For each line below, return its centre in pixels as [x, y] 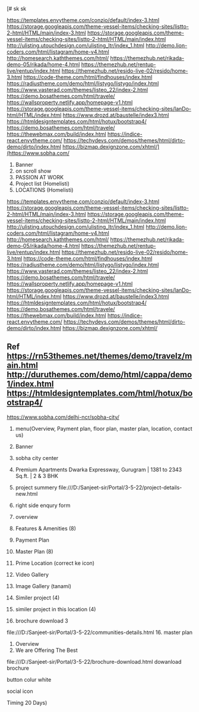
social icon [20, 691]
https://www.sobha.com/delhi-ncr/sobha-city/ [63, 417]
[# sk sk [16, 9]
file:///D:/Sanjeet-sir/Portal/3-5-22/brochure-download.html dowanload [94, 661]
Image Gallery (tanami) [43, 586]
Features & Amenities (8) [46, 528]
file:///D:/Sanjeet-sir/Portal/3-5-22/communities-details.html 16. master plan [99, 632]
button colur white [29, 679]
